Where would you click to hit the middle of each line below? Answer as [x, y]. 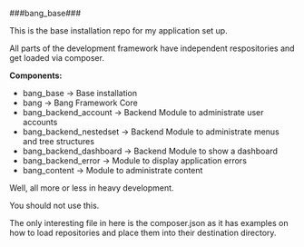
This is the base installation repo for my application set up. [119, 30]
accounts [40, 122]
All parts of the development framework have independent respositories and [152, 48]
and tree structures [59, 141]
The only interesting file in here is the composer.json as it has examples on [149, 223]
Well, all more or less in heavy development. [92, 188]
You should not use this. [54, 205]
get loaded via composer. [57, 58]
